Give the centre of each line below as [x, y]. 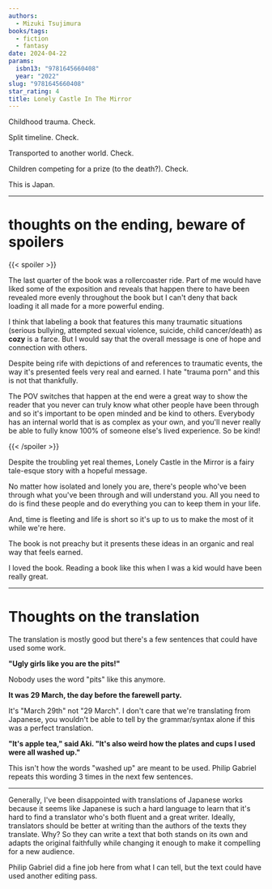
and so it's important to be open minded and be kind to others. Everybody [132, 413]
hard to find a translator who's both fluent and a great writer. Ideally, [122, 817]
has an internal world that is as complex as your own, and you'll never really [135, 422]
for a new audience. [42, 852]
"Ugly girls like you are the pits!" [64, 664]
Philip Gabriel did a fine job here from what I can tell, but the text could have [135, 867]
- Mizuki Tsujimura [49, 24]
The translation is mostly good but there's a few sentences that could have [133, 639]
